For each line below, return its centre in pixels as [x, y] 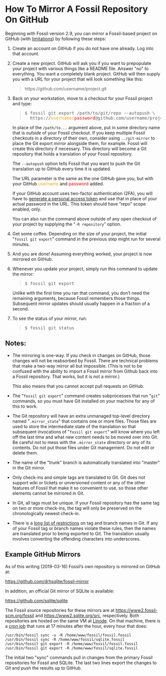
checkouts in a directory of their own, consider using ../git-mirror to [83, 138]
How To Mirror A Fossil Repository [77, 9]
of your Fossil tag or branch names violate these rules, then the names [84, 528]
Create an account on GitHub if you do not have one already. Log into [83, 48]
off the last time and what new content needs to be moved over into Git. [85, 437]
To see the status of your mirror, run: [50, 318]
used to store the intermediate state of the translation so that [74, 426]
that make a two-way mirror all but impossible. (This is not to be [77, 366]
